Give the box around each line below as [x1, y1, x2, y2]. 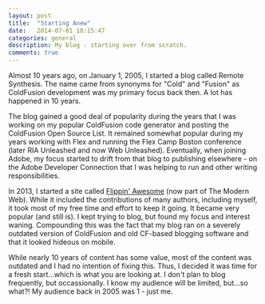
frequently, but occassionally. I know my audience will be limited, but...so [8, 278, 249, 287]
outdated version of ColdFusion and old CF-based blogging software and [8, 229, 249, 238]
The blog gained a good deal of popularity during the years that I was [8, 112, 237, 120]
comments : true [8, 49, 59, 57]
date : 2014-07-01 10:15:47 [8, 26, 105, 34]
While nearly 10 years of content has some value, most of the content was [8, 253, 252, 262]
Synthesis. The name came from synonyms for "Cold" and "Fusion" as [8, 79, 240, 89]
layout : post [8, 11, 52, 20]
